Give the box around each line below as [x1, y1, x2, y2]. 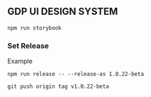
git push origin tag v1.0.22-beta [7, 83, 110, 91]
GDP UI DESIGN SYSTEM [7, 6, 118, 18]
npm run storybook [7, 24, 62, 31]
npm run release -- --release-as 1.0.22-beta [7, 71, 144, 78]
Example [7, 57, 33, 66]
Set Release [7, 40, 50, 50]
